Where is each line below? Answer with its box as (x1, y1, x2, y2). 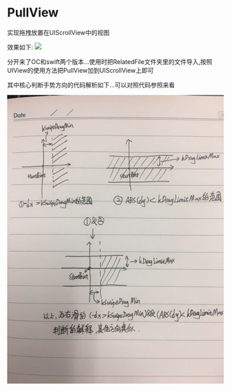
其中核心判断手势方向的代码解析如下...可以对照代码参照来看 (7, 80, 175, 89)
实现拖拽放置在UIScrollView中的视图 (7, 28, 110, 36)
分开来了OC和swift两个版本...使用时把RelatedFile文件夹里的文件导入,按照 (7, 57, 213, 66)
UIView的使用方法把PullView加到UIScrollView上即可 (7, 66, 154, 74)
